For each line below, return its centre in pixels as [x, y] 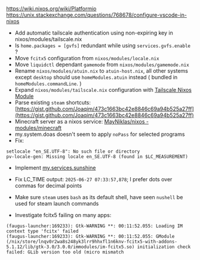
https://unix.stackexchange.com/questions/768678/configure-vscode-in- [96, 15]
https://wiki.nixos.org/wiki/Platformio [51, 9]
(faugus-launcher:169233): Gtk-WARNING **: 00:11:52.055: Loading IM [95, 226]
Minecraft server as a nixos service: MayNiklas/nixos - [82, 121]
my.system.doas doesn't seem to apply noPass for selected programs [100, 134]
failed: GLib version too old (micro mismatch [65, 252]
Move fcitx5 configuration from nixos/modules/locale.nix [87, 58]
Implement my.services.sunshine [55, 168]
